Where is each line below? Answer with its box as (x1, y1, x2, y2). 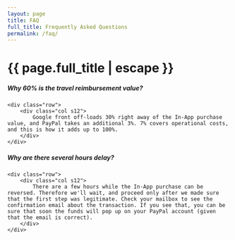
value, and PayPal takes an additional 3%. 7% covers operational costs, (7, 120, 229, 127)
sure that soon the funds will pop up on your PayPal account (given (7, 208, 217, 215)
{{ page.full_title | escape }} (7, 61, 174, 76)
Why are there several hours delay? (7, 153, 114, 162)
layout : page (7, 10, 46, 18)
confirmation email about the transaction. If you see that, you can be (7, 202, 226, 209)
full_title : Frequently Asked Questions (7, 23, 128, 30)
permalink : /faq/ (7, 30, 59, 37)
